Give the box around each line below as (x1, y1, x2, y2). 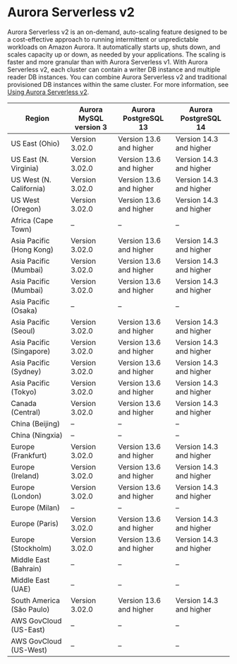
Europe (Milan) (11, 503, 60, 513)
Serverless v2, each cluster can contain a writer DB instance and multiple (7, 65, 221, 74)
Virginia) (11, 163, 39, 173)
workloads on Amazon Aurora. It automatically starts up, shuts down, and (7, 42, 221, 51)
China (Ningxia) (11, 430, 63, 440)
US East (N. (11, 154, 49, 164)
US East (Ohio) (11, 139, 60, 148)
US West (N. (11, 175, 51, 185)
